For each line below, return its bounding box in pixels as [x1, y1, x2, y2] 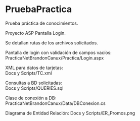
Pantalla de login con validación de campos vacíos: [5, 49, 112, 55]
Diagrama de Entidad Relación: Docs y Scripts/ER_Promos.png [5, 110, 135, 116]
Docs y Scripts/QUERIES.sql [5, 85, 64, 91]
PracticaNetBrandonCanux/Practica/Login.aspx [5, 54, 104, 61]
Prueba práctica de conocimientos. [5, 20, 78, 26]
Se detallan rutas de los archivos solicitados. [5, 39, 99, 46]
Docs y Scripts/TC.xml [5, 70, 52, 76]
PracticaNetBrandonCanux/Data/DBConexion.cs [5, 100, 106, 106]
